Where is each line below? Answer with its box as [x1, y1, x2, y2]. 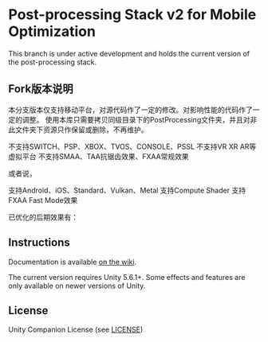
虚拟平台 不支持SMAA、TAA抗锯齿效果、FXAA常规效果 [8, 151, 189, 161]
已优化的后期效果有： [8, 212, 78, 222]
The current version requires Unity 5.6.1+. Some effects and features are [8, 272, 246, 282]
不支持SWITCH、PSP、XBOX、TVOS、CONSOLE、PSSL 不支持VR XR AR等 [8, 142, 257, 151]
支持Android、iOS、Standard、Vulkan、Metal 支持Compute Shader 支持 [8, 185, 246, 195]
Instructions [8, 236, 70, 250]
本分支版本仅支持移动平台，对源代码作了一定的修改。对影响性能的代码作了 [8, 105, 253, 115]
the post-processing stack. [8, 57, 97, 67]
